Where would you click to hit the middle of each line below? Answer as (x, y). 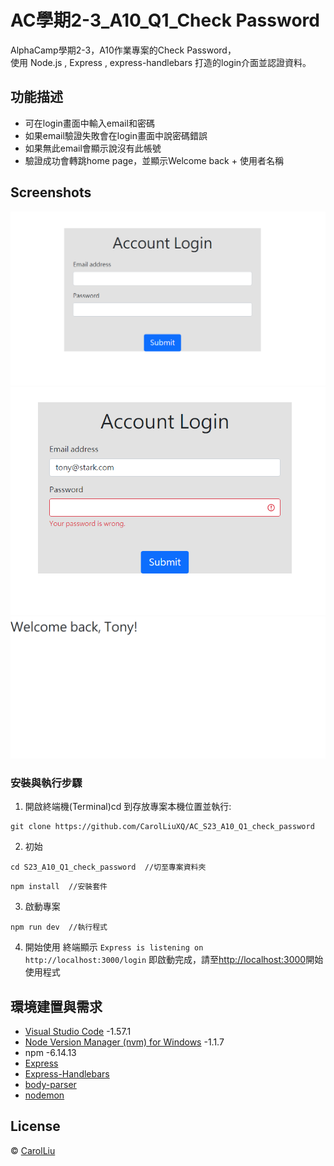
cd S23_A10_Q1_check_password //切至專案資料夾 (108, 867)
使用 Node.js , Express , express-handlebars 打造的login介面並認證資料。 (161, 62)
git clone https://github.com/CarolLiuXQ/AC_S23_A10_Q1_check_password (162, 827)
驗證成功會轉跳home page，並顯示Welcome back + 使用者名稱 (154, 160)
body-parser (50, 1085)
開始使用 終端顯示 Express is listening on (114, 947)
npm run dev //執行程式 (59, 927)
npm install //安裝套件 (59, 887)
